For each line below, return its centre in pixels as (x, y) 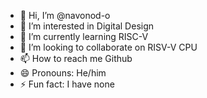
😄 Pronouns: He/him (63, 73)
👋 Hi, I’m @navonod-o (65, 15)
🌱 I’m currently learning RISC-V (84, 36)
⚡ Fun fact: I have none (67, 84)
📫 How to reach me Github (76, 58)
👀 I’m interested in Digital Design (87, 26)
